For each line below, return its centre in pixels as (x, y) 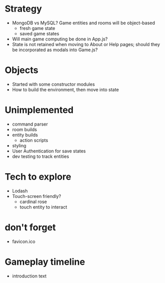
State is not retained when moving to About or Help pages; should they (86, 44)
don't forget (30, 227)
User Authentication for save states (49, 151)
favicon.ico (24, 241)
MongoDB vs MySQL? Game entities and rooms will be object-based (84, 23)
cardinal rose (33, 201)
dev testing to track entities (40, 156)
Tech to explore (38, 177)
